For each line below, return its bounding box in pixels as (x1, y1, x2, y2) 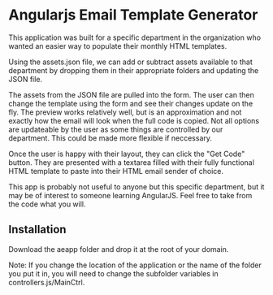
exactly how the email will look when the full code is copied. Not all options (8, 115, 260, 125)
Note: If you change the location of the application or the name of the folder (8, 260, 262, 270)
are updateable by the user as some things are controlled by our (8, 124, 223, 134)
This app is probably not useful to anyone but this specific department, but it (8, 181, 265, 192)
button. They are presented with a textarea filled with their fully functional (8, 157, 254, 167)
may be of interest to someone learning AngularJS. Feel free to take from (8, 190, 253, 200)
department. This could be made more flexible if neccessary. (8, 132, 213, 143)
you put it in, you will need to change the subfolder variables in (8, 268, 219, 278)
